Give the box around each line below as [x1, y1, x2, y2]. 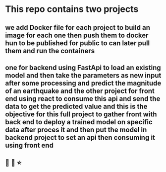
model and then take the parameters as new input [5, 71, 162, 80]
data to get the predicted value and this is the [5, 102, 148, 110]
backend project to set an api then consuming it [5, 133, 155, 142]
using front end [5, 141, 54, 150]
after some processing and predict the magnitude [5, 79, 162, 87]
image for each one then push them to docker [5, 31, 149, 39]
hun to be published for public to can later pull [5, 39, 150, 47]
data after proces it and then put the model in [5, 125, 147, 134]
